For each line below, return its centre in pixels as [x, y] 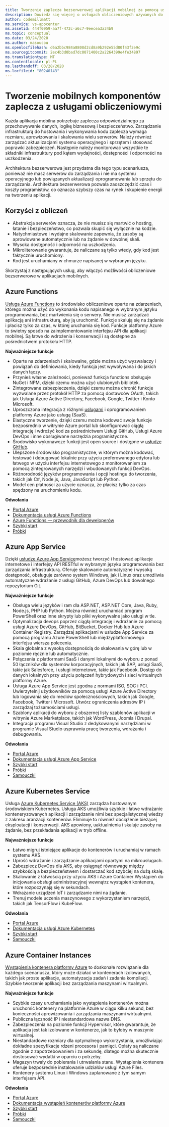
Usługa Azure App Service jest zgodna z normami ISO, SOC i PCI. [80, 686]
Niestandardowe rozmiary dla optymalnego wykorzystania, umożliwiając [88, 1041]
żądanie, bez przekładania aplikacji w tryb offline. [57, 830]
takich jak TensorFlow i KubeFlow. [48, 904]
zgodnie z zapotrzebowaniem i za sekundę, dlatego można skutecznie [85, 1051]
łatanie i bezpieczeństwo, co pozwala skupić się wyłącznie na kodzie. [84, 228]
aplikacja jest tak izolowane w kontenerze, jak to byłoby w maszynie [83, 1030]
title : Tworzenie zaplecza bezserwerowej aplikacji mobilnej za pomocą [82, 10]
